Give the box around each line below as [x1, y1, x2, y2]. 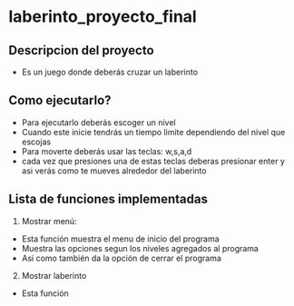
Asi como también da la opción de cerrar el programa [21, 252, 221, 263]
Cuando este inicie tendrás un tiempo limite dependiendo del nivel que [21, 126, 286, 137]
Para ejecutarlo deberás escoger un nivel [21, 116, 176, 128]
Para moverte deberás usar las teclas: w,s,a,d [21, 145, 192, 156]
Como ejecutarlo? [8, 93, 112, 108]
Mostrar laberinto [21, 270, 87, 281]
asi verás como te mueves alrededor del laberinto [21, 165, 207, 176]
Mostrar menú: [21, 215, 78, 226]
